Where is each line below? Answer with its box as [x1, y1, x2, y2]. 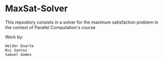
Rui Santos [5, 48, 27, 53]
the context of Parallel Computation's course [5, 24, 96, 30]
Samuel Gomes [5, 52, 32, 57]
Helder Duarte [5, 43, 34, 48]
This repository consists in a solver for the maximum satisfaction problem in [5, 19, 159, 25]
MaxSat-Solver [5, 3, 68, 14]
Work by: [5, 34, 24, 40]
